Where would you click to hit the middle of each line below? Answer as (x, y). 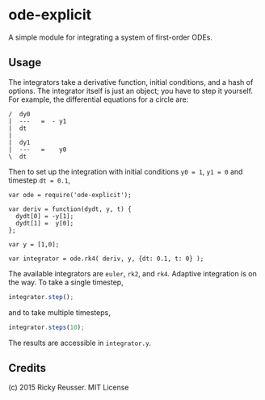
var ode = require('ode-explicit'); (70, 195)
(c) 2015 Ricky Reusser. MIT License (69, 387)
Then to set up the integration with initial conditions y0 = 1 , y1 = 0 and (126, 171)
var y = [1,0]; (34, 244)
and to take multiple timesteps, (59, 312)
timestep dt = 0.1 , (40, 180)
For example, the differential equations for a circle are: (99, 99)
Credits (27, 368)
